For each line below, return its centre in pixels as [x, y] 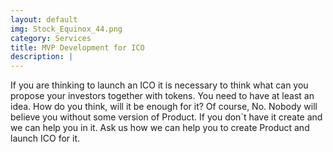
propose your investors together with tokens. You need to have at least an [162, 96]
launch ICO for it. [45, 138]
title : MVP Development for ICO [77, 47]
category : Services [51, 38]
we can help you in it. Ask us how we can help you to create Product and [160, 128]
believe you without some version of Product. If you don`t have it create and [166, 117]
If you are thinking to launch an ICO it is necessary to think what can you [159, 85]
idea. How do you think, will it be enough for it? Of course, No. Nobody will [164, 107]
